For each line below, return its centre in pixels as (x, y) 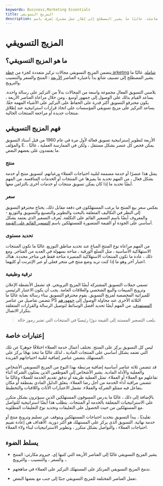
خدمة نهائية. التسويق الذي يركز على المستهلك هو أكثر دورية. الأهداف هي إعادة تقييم (80, 422)
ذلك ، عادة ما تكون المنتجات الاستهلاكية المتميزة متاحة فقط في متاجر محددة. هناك (79, 256)
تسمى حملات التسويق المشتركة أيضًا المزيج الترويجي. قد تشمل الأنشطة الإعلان (77, 285)
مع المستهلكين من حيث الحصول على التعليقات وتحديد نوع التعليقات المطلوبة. (75, 408)
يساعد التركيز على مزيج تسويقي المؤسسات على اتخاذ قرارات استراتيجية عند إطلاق (80, 108)
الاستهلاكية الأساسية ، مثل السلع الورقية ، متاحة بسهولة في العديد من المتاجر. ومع (78, 251)
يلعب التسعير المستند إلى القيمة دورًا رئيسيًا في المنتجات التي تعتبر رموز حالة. (87, 320)
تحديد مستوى (19, 235)
